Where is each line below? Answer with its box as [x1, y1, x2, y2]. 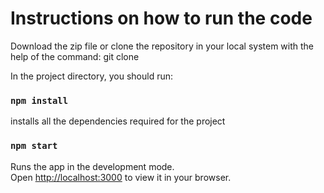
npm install [10, 95, 69, 106]
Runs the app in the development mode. [10, 160, 175, 172]
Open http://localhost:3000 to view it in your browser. [10, 171, 232, 183]
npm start [10, 140, 58, 152]
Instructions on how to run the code [10, 7, 313, 30]
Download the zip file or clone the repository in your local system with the [10, 40, 315, 52]
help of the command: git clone [10, 50, 140, 62]
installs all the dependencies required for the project [10, 115, 226, 127]
